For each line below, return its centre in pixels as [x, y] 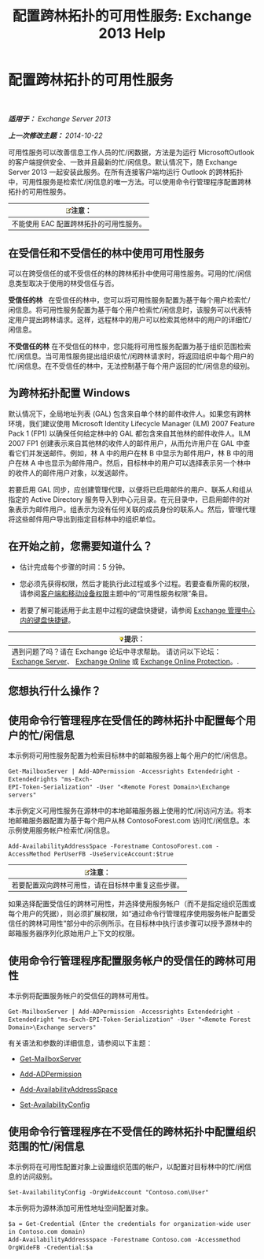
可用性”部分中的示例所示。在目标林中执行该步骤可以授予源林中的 [147, 923]
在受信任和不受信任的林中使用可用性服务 [106, 253]
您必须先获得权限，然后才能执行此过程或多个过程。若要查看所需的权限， [136, 583]
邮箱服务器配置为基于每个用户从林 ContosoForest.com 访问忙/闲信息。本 [132, 821]
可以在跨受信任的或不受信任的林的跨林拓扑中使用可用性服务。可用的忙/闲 [126, 273]
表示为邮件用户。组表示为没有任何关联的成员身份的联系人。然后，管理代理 [135, 509]
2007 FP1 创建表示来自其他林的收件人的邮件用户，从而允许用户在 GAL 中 [126, 443]
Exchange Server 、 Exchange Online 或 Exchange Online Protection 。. [125, 662]
